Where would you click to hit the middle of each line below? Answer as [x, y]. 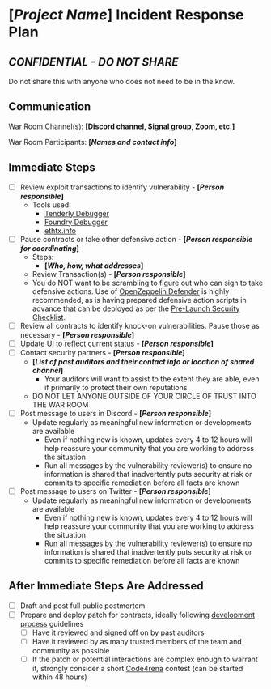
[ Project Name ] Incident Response [126, 15]
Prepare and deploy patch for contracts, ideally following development [138, 615]
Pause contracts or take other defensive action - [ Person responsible [136, 239]
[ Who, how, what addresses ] [94, 266]
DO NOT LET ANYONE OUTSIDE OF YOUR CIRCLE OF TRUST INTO [144, 396]
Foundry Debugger [76, 222]
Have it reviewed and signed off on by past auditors [118, 632]
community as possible [71, 651]
